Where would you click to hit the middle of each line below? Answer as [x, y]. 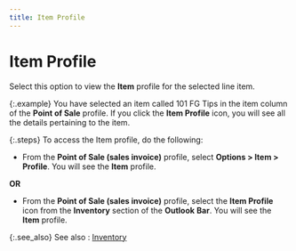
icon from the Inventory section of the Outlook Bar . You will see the [147, 210]
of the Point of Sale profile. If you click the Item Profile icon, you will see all [148, 113]
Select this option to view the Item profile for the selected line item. [132, 86]
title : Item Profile [48, 17]
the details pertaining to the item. [70, 122]
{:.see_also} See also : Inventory [68, 237]
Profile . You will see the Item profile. [89, 166]
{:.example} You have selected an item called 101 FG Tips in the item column [148, 103]
